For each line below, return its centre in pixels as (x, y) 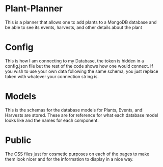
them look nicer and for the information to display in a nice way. (69, 159)
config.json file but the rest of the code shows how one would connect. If (79, 66)
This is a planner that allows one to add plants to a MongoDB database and (81, 22)
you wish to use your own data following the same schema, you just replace (82, 71)
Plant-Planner (34, 9)
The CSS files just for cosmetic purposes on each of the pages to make (77, 154)
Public (18, 140)
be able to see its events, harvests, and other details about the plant (74, 27)
